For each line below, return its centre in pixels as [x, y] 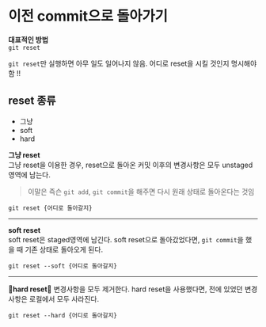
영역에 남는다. [30, 174]
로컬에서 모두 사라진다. [64, 298]
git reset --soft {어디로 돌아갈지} [63, 266]
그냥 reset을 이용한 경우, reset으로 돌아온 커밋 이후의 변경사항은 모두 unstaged [131, 165]
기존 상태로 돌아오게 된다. [64, 249]
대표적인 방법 [28, 40]
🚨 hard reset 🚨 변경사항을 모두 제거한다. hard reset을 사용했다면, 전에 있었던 [125, 289]
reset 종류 [32, 101]
